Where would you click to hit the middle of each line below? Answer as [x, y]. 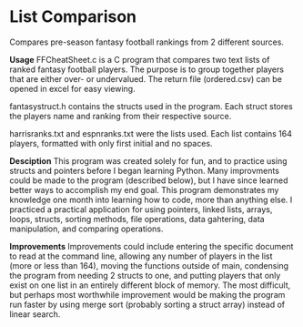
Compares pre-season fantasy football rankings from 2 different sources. [147, 42]
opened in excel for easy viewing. [72, 88]
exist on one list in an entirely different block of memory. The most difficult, [150, 285]
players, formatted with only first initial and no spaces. [111, 143]
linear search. [35, 314]
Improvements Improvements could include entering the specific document [151, 246]
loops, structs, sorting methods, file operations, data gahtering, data [137, 219]
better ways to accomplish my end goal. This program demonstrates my [144, 189]
